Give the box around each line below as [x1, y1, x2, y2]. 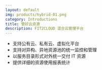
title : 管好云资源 [5, 21, 40, 27]
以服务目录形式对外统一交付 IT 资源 [12, 53, 86, 59]
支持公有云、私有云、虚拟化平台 [12, 41, 79, 47]
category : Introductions [5, 17, 58, 22]
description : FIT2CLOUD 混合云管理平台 [5, 26, 84, 31]
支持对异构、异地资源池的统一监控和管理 [12, 47, 97, 53]
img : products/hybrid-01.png [5, 12, 67, 17]
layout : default [5, 7, 39, 13]
